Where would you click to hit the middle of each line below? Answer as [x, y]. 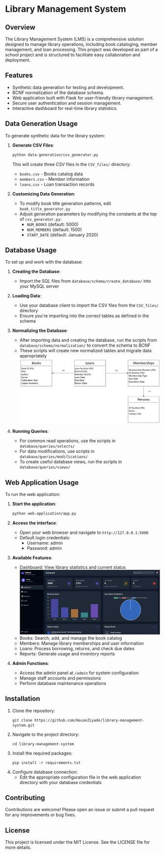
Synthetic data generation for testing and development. [68, 87]
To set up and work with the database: [44, 262]
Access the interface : [35, 523]
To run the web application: [33, 494]
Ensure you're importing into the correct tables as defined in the [84, 316]
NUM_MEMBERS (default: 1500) [54, 230]
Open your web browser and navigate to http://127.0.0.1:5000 [84, 532]
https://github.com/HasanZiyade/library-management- [89, 720]
